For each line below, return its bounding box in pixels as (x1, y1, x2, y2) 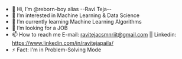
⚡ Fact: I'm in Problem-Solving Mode (11, 46, 102, 53)
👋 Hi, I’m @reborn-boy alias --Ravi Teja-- (11, 6, 112, 12)
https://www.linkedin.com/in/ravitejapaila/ (11, 40, 114, 47)
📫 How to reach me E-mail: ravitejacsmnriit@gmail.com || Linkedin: (11, 31, 177, 38)
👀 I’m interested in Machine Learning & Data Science (11, 12, 140, 19)
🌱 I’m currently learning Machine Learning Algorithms (11, 18, 142, 25)
